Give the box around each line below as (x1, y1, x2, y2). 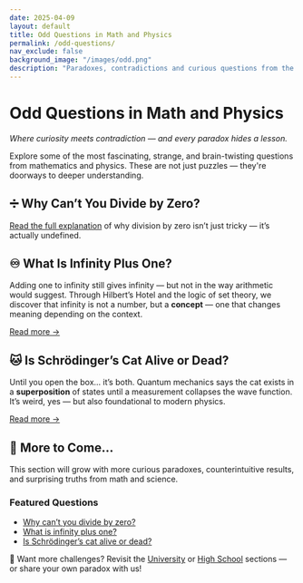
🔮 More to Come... (9, 440, 114, 455)
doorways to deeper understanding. (9, 170, 144, 180)
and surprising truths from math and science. (9, 473, 179, 485)
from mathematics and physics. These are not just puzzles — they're (9, 160, 267, 170)
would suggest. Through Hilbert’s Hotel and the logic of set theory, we (9, 289, 272, 300)
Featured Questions (9, 496, 99, 509)
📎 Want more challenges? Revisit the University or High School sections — (9, 554, 288, 565)
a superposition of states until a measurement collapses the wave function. (9, 386, 293, 397)
